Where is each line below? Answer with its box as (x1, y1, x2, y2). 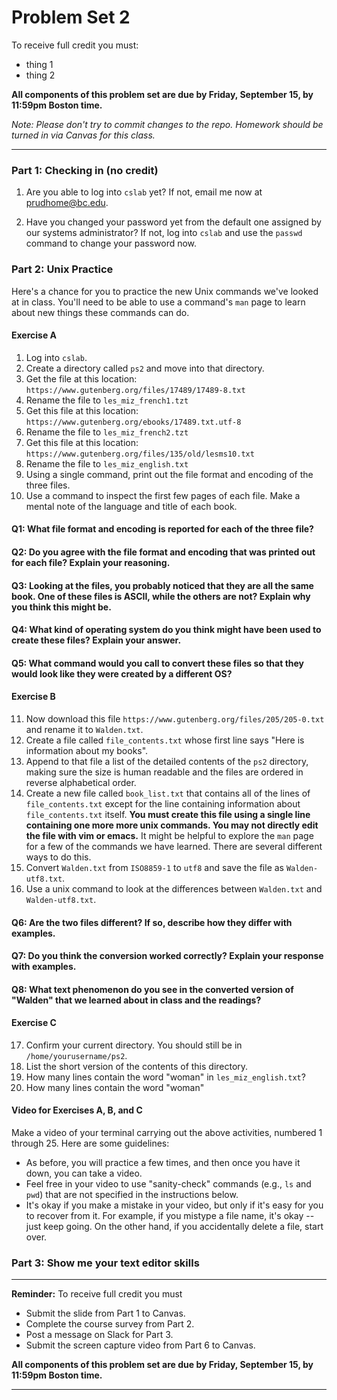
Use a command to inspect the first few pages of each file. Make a (25, 489, 301, 501)
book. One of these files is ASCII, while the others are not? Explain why (11, 590, 311, 602)
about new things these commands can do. (11, 306, 190, 318)
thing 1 (25, 58, 54, 70)
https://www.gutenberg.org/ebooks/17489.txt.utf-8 (25, 417, 242, 427)
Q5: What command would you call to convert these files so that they (11, 657, 305, 669)
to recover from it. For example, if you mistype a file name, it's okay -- (25, 1210, 315, 1222)
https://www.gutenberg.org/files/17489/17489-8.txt (25, 385, 246, 395)
